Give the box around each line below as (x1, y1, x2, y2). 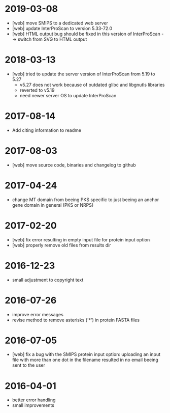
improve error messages (12, 311, 64, 317)
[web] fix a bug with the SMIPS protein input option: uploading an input (12, 351, 161, 357)
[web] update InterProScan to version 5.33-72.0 (12, 25, 113, 31)
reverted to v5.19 (19, 87, 55, 93)
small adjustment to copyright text (12, 277, 84, 283)
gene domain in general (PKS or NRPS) (12, 202, 94, 208)
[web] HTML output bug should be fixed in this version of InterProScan (12, 31, 161, 37)
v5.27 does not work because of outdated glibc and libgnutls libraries (19, 81, 165, 88)
